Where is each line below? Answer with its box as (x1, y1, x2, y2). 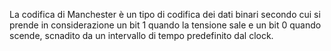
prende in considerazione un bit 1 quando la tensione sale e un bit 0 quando (9, 19, 322, 31)
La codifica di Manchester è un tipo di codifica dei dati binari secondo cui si (9, 9, 321, 20)
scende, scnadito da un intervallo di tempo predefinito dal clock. (9, 30, 274, 41)
